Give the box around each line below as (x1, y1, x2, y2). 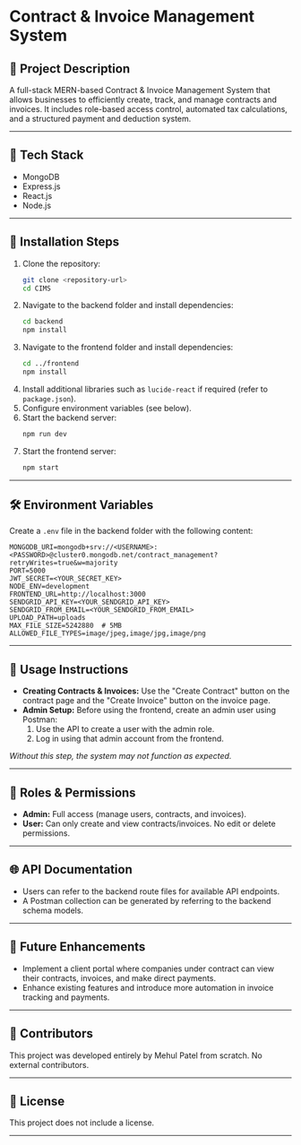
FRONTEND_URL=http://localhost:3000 (9, 590, 146, 599)
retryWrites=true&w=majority (9, 558, 118, 568)
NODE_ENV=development (9, 582, 90, 591)
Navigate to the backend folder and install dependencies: (21, 300, 235, 311)
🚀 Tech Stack (9, 148, 84, 163)
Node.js (21, 200, 52, 211)
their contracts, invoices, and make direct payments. (21, 972, 217, 983)
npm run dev (21, 429, 67, 438)
